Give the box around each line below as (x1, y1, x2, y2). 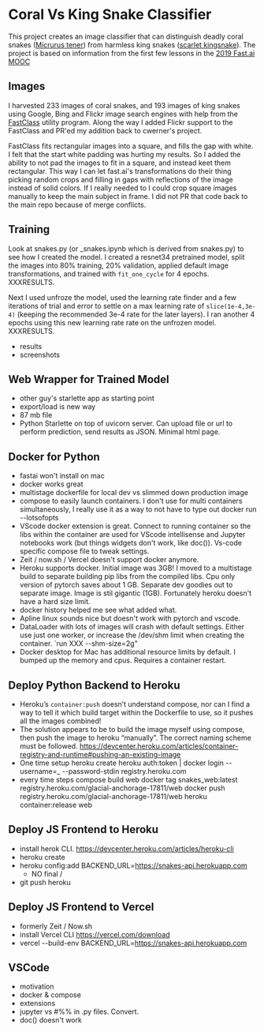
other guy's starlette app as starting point (19, 393, 155, 403)
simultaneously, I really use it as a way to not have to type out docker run (19, 505, 258, 514)
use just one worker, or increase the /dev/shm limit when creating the (19, 630, 245, 640)
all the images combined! (19, 716, 102, 726)
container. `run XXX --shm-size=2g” (19, 639, 138, 648)
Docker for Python (8, 450, 100, 463)
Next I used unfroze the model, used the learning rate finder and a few (8, 292, 236, 302)
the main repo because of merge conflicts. (8, 200, 147, 209)
